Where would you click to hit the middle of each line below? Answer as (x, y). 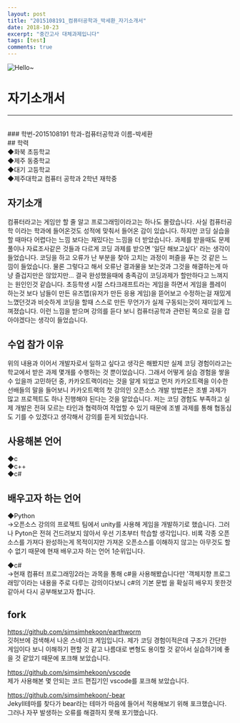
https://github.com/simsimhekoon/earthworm (74, 632)
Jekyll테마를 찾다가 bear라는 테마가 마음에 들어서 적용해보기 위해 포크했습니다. (117, 703)
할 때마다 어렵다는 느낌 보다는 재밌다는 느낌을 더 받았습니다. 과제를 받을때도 (112, 239)
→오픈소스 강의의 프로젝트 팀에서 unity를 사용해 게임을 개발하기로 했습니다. (112, 525)
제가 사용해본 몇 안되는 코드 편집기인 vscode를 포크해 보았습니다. (98, 681)
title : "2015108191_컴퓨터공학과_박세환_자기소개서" (77, 21)
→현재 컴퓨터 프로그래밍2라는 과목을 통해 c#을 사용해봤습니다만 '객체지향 (110, 574)
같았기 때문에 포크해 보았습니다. (66, 658)
